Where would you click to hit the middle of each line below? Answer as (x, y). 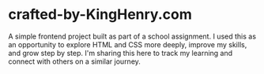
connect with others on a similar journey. (74, 61)
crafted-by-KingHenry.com (100, 15)
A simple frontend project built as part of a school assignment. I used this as (132, 36)
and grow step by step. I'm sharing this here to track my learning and (121, 53)
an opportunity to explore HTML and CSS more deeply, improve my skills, (128, 44)
